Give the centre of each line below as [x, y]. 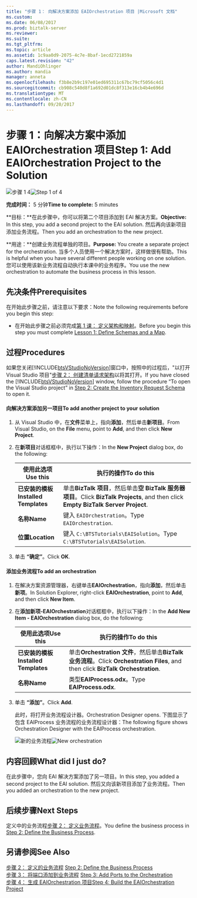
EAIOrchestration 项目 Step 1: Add [89, 150]
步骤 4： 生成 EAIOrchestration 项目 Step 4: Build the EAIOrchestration [90, 882]
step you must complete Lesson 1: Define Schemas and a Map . [91, 332]
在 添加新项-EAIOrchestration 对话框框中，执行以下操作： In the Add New [102, 611]
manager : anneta [26, 77]
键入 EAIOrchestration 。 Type [104, 516]
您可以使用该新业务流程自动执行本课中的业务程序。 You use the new [88, 265]
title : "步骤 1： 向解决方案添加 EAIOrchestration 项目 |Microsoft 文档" [92, 11]
